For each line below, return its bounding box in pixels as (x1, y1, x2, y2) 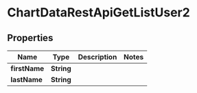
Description (78, 53, 117, 62)
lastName (10, 75, 43, 84)
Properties (7, 32, 54, 44)
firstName (10, 64, 45, 73)
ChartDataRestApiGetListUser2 (7, 5, 190, 21)
